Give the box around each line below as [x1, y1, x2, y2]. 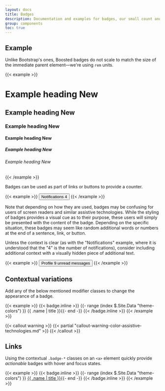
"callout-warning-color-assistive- [74, 323, 142, 329]
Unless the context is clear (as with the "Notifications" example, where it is [5, 240, 156, 245]
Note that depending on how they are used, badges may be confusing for [5, 204, 154, 210]
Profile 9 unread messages [41, 260, 90, 266]
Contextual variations [5, 275, 73, 283]
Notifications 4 [41, 194, 67, 199]
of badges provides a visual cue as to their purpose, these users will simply [5, 214, 158, 220]
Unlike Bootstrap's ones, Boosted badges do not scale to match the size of [5, 57, 156, 62]
